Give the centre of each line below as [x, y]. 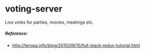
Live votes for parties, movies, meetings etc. [49, 22]
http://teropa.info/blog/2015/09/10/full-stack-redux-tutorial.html [76, 45]
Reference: [17, 33]
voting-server [34, 9]
